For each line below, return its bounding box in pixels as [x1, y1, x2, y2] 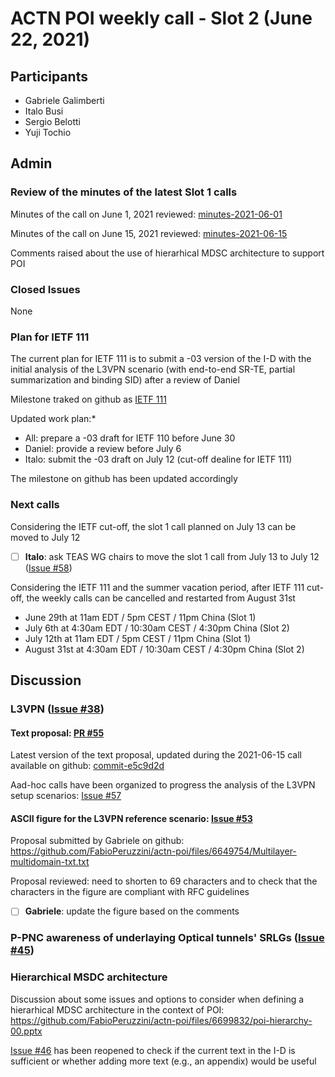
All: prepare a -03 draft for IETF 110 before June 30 [24, 432, 236, 444]
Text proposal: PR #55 [10, 727, 105, 739]
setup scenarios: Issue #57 [10, 790, 122, 802]
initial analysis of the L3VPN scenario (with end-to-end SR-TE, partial [10, 363, 296, 376]
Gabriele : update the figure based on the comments [24, 905, 240, 917]
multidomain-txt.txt [10, 856, 90, 868]
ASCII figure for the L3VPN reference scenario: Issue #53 [10, 812, 253, 824]
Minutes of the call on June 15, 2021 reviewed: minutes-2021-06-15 [10, 227, 288, 239]
